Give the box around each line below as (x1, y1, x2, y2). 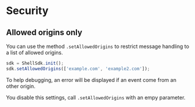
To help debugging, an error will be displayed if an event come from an (6, 76, 177, 83)
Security (6, 4, 48, 18)
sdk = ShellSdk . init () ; (6, 60, 64, 66)
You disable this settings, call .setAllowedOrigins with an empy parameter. (6, 94, 186, 101)
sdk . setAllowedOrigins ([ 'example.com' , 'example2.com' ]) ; (6, 65, 150, 71)
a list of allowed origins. (6, 49, 63, 56)
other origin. (6, 82, 36, 89)
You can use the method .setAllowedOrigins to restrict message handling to (6, 43, 190, 50)
